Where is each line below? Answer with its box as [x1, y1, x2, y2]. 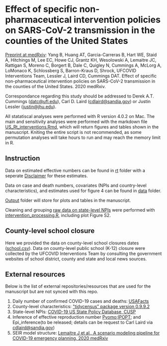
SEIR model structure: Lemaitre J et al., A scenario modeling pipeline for [12, 330, 160, 336]
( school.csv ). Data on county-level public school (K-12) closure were [5, 245, 146, 251]
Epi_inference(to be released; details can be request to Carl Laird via [12, 320, 153, 326]
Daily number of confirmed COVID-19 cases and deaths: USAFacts [12, 298, 149, 304]
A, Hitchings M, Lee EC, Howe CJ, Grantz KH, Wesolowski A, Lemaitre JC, [5, 57, 157, 63]
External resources [5, 270, 66, 278]
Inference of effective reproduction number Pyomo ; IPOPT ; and [12, 314, 141, 320]
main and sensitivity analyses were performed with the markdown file [5, 118, 148, 124]
